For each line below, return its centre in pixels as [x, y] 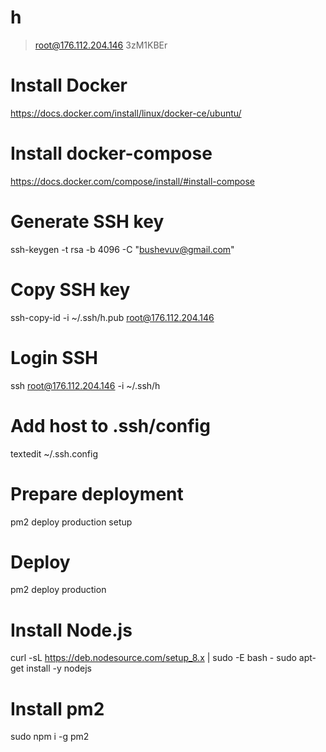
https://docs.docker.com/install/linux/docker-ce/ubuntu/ [126, 113]
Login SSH [54, 357]
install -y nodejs [59, 668]
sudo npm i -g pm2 [50, 737]
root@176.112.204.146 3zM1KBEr [101, 45]
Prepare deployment [97, 493]
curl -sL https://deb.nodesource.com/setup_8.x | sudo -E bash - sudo [153, 658]
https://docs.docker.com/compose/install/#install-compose [132, 181]
